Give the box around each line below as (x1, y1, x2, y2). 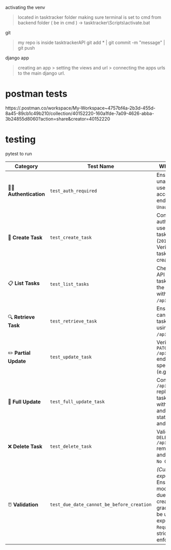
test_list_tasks (50, 281, 90, 287)
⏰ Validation (8, 501, 39, 508)
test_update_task (50, 354, 92, 360)
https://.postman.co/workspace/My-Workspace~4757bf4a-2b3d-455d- (5, 105, 156, 111)
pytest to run (5, 150, 32, 156)
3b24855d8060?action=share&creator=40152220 (5, 116, 110, 122)
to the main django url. (17, 70, 65, 76)
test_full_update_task (50, 399, 105, 404)
